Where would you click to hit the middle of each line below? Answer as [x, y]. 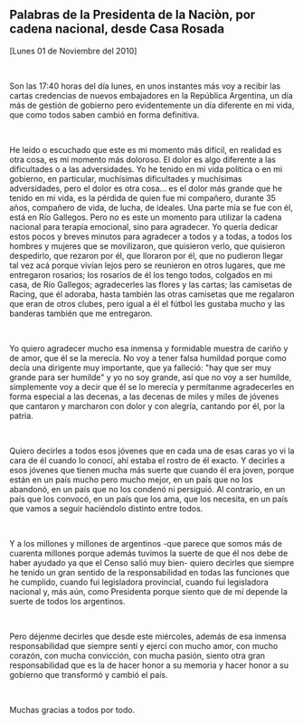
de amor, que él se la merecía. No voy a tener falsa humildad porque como [148, 357]
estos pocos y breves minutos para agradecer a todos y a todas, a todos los [151, 236]
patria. [21, 415]
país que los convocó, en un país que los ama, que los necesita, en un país [149, 499]
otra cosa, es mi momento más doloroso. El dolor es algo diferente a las [142, 159]
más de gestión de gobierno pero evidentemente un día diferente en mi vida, [152, 105]
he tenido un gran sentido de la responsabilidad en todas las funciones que [150, 572]
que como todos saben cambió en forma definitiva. [104, 114]
